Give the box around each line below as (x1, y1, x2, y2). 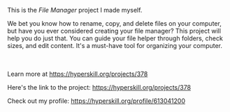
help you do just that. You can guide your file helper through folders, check (7, 34, 224, 42)
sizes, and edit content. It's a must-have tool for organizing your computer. (7, 42, 222, 49)
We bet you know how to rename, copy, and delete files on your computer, (7, 19, 222, 27)
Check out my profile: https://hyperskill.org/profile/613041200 (7, 97, 185, 105)
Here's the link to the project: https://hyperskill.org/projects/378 (7, 83, 191, 91)
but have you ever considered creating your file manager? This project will (7, 27, 222, 35)
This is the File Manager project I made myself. (7, 6, 143, 14)
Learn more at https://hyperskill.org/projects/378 (7, 70, 148, 78)
